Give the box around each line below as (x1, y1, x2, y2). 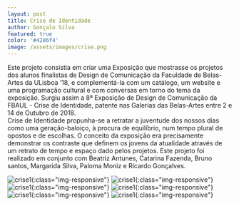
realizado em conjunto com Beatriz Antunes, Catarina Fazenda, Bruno (7, 154, 213, 163)
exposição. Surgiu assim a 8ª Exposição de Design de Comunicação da (7, 93, 218, 102)
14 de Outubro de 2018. (7, 108, 76, 117)
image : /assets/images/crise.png (7, 43, 107, 51)
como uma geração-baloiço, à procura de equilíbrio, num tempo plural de (7, 124, 223, 132)
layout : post (7, 10, 46, 18)
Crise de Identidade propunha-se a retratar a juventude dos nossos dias (7, 116, 220, 125)
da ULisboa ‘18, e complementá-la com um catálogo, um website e (24, 78, 221, 86)
